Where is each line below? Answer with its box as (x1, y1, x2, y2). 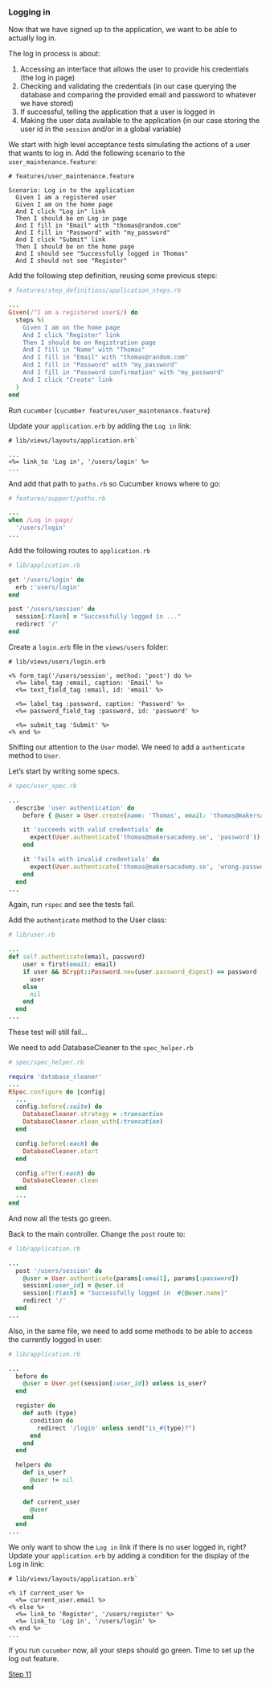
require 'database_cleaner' (8, 1073, 103, 1081)
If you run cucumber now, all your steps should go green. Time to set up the (8, 1645, 255, 1655)
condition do (29, 1416, 74, 1425)
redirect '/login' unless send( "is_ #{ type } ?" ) (37, 1424, 196, 1432)
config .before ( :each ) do (15, 1139, 99, 1147)
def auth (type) (22, 1410, 78, 1418)
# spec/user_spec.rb (8, 782, 78, 790)
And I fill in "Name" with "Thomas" (22, 346, 146, 354)
